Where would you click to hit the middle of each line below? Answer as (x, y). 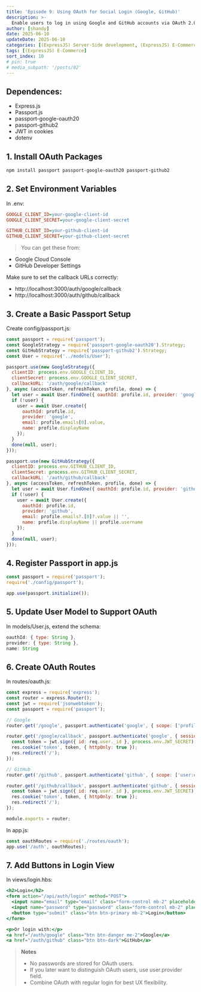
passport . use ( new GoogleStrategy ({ (51, 367)
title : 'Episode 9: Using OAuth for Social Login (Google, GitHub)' (93, 12)
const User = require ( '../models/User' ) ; (59, 356)
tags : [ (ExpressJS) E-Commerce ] (46, 51)
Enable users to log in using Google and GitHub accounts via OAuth (99, 23)
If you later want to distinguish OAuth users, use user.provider (106, 970)
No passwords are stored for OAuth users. (82, 963)
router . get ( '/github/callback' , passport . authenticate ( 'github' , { (92, 786)
